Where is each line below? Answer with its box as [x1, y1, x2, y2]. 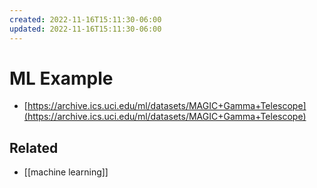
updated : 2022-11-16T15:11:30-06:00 [9, 24, 162, 34]
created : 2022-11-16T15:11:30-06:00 [9, 14, 162, 25]
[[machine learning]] [23, 166, 109, 178]
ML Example [9, 67, 114, 90]
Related [9, 139, 59, 156]
